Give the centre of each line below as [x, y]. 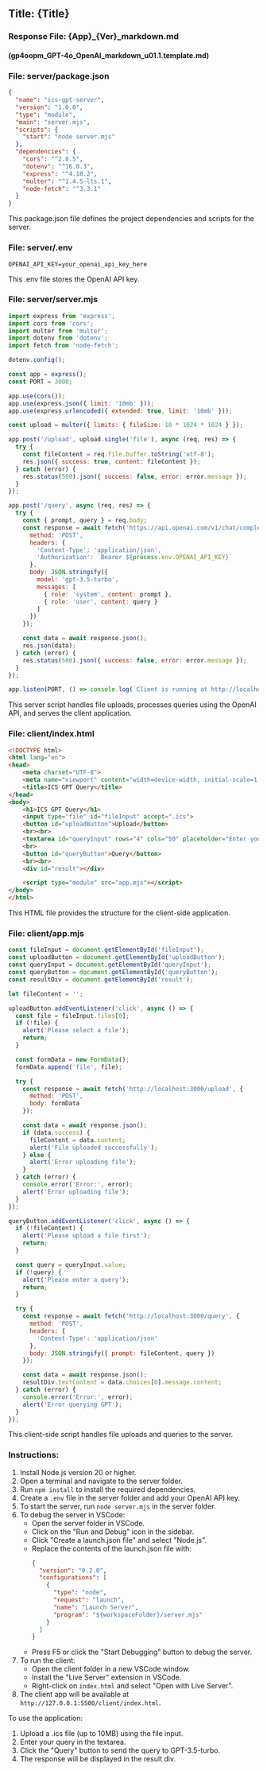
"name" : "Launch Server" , [96, 1607]
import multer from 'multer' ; [58, 331]
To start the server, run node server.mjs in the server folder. [118, 1506]
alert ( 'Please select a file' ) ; [76, 1031]
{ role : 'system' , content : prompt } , [108, 594]
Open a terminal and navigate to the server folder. [101, 1481]
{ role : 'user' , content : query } [101, 602]
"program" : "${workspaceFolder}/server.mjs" [128, 1614]
